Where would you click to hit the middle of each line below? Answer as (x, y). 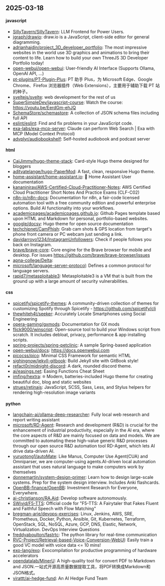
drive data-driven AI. (34, 451)
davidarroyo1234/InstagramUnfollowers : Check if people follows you (82, 239)
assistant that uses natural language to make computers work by (78, 467)
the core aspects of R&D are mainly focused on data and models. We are (86, 436)
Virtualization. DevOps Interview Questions (56, 529)
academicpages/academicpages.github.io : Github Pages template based (86, 213)
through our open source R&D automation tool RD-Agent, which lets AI (84, 446)
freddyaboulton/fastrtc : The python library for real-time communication (85, 535)
